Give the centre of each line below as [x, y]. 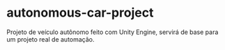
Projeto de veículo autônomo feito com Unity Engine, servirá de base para [113, 32]
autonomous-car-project [80, 13]
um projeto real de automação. [51, 39]
